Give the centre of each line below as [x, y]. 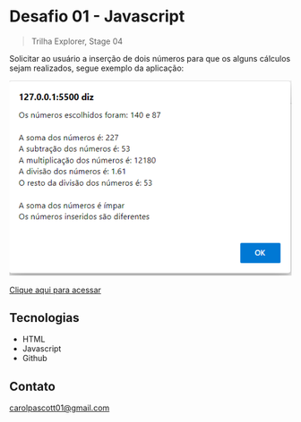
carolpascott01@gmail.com [60, 408]
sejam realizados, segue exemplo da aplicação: [97, 68]
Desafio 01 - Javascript [97, 17]
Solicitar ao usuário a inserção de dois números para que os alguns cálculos [150, 58]
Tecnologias [44, 318]
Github [34, 359]
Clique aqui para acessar [55, 290]
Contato [32, 386]
